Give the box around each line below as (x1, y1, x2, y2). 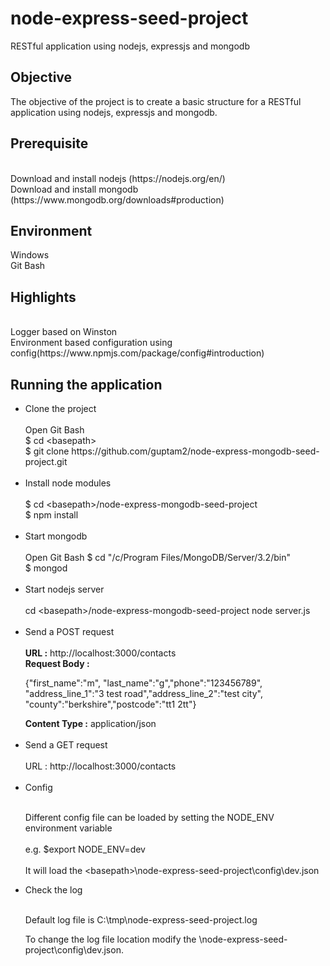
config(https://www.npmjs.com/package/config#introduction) (10, 347, 265, 359)
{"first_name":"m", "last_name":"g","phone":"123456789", (24, 677, 263, 689)
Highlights (10, 288, 77, 306)
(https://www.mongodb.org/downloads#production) (10, 193, 225, 206)
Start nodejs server (24, 583, 105, 595)
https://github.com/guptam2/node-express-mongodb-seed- (71, 445, 320, 457)
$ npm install (24, 509, 79, 521)
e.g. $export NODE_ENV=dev (24, 843, 146, 855)
